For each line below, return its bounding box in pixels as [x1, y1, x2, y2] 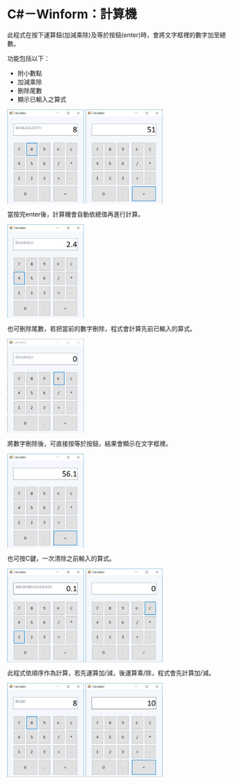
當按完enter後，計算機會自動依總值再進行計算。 [7, 210, 145, 218]
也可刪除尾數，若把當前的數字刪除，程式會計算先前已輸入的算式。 [7, 324, 196, 333]
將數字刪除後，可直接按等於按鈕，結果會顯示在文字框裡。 [7, 439, 172, 448]
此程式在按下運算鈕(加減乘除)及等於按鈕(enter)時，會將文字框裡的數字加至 [7, 31, 220, 39]
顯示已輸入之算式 [17, 95, 67, 103]
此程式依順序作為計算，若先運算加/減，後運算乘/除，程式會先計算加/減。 [7, 669, 216, 677]
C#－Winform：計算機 [7, 6, 137, 22]
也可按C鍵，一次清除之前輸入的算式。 [7, 554, 116, 563]
